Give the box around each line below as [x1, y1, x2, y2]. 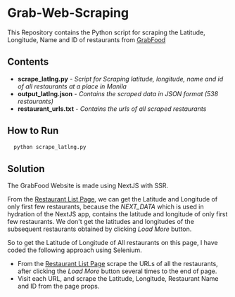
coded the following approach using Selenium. [7, 246, 142, 254]
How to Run [7, 125, 59, 137]
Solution [7, 163, 45, 175]
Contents [7, 56, 49, 68]
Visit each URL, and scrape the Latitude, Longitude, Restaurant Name [17, 275, 219, 283]
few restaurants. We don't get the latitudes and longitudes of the [7, 218, 195, 226]
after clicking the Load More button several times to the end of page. [17, 267, 217, 275]
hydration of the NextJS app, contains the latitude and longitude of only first [7, 210, 228, 218]
